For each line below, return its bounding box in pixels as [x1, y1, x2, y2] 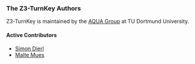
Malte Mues [14, 51, 45, 58]
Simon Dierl [14, 45, 44, 52]
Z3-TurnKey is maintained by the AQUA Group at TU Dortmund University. [6, 18, 190, 25]
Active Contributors [6, 31, 57, 38]
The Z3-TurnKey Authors [6, 4, 81, 13]
